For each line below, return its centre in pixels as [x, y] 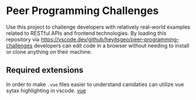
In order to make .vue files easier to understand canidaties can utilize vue [95, 84]
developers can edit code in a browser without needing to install [112, 46]
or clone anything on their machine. [49, 51]
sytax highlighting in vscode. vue [46, 90]
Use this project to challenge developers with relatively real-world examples [98, 27]
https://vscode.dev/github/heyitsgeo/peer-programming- [110, 39]
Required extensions [45, 70]
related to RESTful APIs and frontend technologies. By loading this [86, 33]
